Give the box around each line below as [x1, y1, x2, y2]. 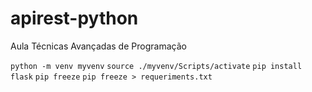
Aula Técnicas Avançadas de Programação [10, 40, 187, 52]
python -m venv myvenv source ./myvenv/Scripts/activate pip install [10, 61, 303, 71]
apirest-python [10, 7, 139, 30]
